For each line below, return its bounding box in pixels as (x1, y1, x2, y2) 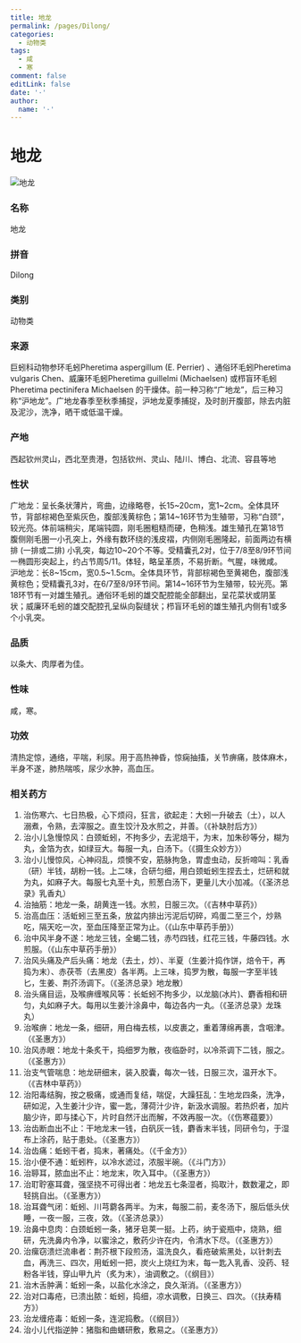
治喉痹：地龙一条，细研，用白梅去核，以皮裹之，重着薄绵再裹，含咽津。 (22, 1022, 289, 1033)
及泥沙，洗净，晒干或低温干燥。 (10, 406, 128, 417)
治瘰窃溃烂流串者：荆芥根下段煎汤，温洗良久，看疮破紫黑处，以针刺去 (22, 1246, 282, 1257)
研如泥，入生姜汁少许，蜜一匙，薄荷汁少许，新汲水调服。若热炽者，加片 (22, 1100, 289, 1111)
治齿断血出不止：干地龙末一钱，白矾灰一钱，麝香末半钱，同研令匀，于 (22, 1123, 282, 1133)
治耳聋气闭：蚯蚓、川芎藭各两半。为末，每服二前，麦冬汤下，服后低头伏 (22, 1202, 289, 1212)
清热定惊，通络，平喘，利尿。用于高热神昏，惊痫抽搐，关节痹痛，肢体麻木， (10, 751, 292, 762)
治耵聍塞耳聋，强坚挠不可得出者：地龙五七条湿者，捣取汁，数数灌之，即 (22, 1179, 289, 1190)
